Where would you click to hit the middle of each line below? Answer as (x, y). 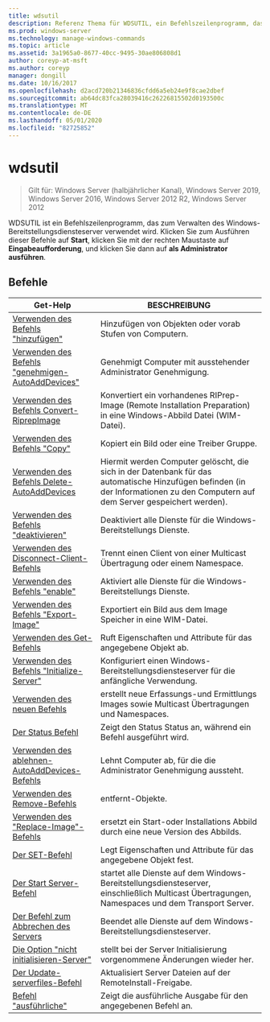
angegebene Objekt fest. (147, 859)
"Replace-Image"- (48, 826)
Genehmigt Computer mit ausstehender (175, 361)
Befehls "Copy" (41, 448)
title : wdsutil (34, 16)
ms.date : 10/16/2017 (43, 83)
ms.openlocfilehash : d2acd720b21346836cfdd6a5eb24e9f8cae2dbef (117, 91)
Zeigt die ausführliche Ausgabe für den (174, 995)
